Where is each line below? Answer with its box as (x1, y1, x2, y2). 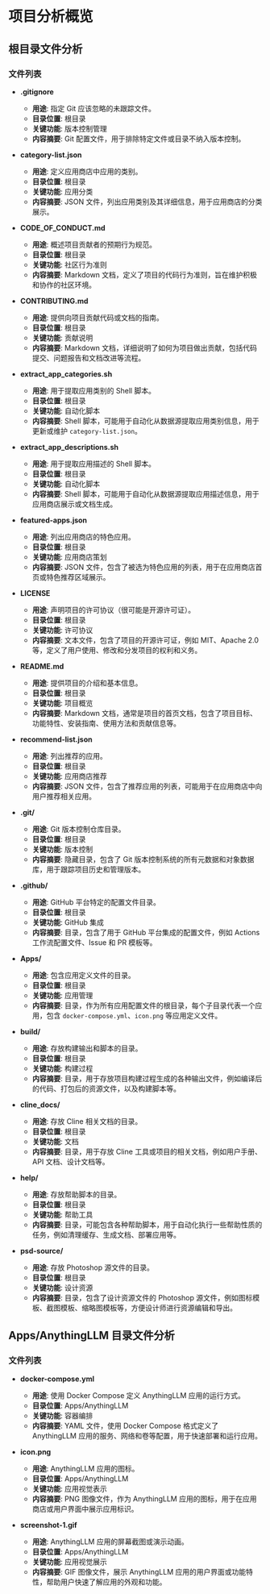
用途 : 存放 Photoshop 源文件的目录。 (31, 1263, 155, 1272)
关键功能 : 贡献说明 (31, 332, 93, 343)
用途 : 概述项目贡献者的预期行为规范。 (31, 239, 157, 249)
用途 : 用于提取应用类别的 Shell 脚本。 (31, 385, 156, 395)
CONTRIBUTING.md (19, 296, 89, 306)
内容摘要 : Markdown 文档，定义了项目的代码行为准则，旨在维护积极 (31, 269, 258, 279)
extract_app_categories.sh (19, 368, 113, 379)
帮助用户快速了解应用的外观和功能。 (46, 1577, 167, 1587)
